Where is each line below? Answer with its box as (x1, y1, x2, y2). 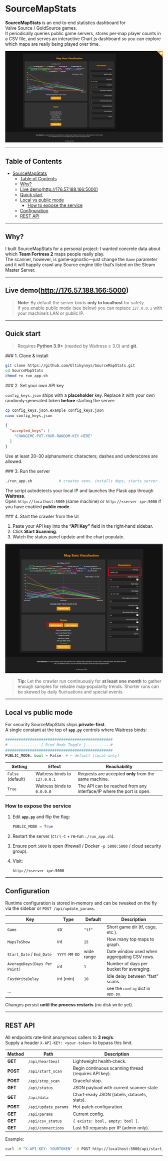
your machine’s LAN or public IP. (17, 310, 85, 316)
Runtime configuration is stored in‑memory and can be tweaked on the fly (5, 900, 157, 906)
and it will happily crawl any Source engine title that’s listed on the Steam (5, 262, 155, 268)
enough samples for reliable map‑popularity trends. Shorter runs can (17, 683, 159, 689)
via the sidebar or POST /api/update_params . (5, 905, 95, 911)
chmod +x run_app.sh (5, 374, 48, 379)
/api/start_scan (28, 1069, 62, 1074)
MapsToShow (7, 940, 30, 945)
